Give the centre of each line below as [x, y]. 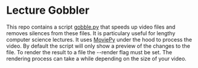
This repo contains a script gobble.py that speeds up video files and [91, 27]
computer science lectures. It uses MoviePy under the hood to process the [99, 39]
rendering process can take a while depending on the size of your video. [97, 58]
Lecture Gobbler [48, 10]
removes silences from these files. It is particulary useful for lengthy [91, 33]
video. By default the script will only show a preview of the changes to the [98, 46]
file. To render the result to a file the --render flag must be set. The [89, 52]
